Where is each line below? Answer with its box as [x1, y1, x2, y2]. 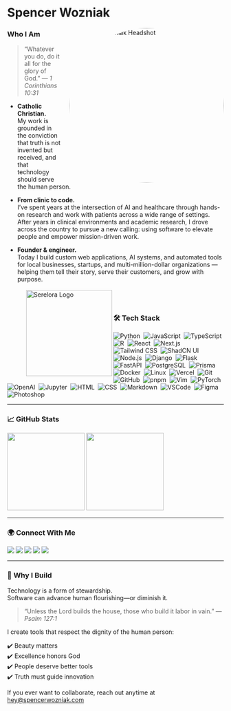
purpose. [16, 275, 43, 284]
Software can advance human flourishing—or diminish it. [7, 593, 168, 602]
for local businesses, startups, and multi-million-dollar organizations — [16, 260, 218, 269]
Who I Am [7, 30, 41, 39]
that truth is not [16, 139, 60, 147]
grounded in [16, 124, 52, 132]
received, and [16, 153, 56, 162]
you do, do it [23, 52, 60, 61]
